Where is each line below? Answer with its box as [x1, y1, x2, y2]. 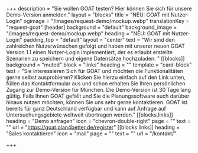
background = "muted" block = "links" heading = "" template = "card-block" [6, 61, 192, 68]
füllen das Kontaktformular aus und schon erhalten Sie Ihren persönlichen [6, 80, 186, 87]
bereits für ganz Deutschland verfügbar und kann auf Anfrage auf [6, 105, 167, 112]
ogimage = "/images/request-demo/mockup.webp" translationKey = [23, 18, 190, 24]
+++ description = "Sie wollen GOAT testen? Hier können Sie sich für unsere [6, 5, 192, 12]
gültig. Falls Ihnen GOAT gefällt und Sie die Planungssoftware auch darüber [6, 92, 190, 99]
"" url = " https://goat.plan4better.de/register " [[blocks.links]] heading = [6, 124, 180, 131]
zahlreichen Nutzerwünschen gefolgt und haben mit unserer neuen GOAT [6, 42, 185, 49]
